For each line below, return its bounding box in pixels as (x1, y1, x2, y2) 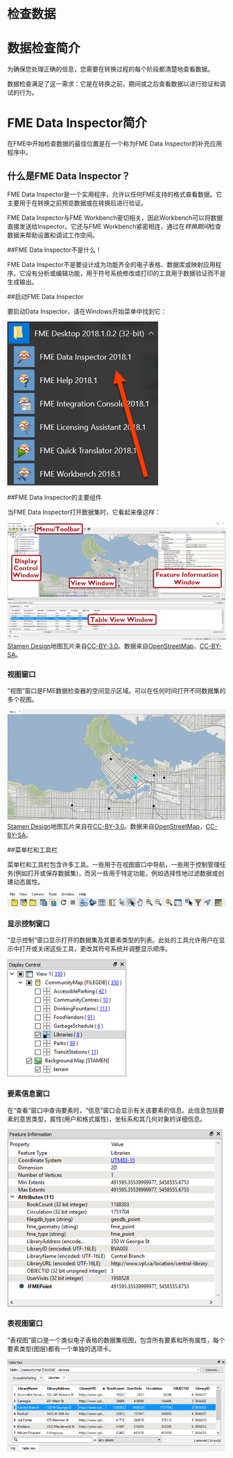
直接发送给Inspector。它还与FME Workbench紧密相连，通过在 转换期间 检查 (7, 222, 222, 230)
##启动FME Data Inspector (7, 292, 84, 300)
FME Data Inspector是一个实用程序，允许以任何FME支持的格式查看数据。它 (7, 190, 223, 198)
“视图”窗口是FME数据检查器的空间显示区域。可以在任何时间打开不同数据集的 (7, 687, 226, 695)
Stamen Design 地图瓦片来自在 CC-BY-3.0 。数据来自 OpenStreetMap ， (7, 823, 206, 831)
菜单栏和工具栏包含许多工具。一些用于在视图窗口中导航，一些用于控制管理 (7, 861, 220, 869)
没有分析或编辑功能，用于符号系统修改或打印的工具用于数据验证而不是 (25, 268, 226, 277)
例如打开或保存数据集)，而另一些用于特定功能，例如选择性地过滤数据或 (15, 869, 218, 877)
